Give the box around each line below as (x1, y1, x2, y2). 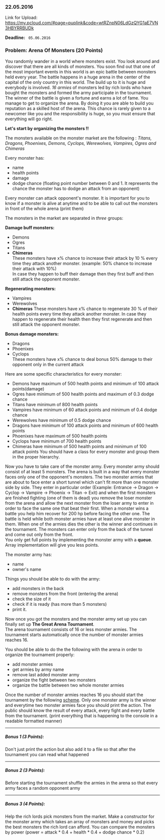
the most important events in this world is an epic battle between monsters (5, 69, 156, 74)
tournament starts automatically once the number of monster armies (5, 631, 143, 637)
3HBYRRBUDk (5, 25, 34, 31)
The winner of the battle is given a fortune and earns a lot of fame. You (5, 95, 149, 101)
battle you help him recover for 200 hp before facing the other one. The (5, 510, 150, 516)
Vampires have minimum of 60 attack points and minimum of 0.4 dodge (12, 407, 157, 413)
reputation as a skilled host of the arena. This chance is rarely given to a (5, 105, 151, 111)
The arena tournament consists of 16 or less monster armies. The (5, 626, 137, 632)
